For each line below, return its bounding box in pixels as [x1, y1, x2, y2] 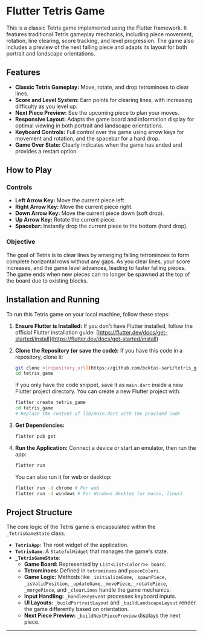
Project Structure [6, 507, 72, 517]
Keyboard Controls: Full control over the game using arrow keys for [14, 128, 184, 135]
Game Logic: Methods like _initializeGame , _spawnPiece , [24, 574, 167, 581]
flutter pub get [14, 433, 56, 439]
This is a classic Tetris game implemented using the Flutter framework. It [6, 24, 187, 31]
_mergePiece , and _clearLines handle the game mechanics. [24, 586, 171, 594]
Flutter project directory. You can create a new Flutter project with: [14, 388, 181, 395]
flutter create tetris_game [14, 400, 86, 406]
